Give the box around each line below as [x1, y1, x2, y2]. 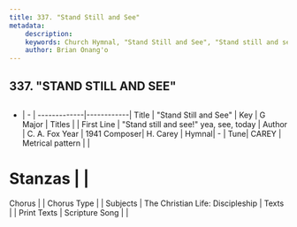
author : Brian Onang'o [25, 46, 109, 55]
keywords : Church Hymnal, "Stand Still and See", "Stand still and [25, 37, 278, 47]
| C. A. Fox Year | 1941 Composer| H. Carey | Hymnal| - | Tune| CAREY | [21, 128, 282, 139]
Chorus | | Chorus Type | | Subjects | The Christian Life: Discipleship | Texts [9, 198, 285, 208]
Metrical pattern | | [21, 138, 91, 148]
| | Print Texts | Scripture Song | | [9, 207, 129, 217]
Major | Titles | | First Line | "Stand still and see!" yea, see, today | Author [21, 118, 288, 129]
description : [25, 29, 73, 38]
